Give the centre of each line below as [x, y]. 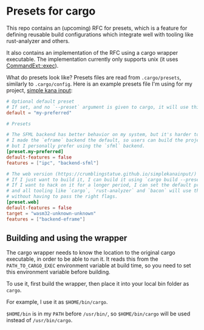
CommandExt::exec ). [32, 66]
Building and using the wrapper [67, 238]
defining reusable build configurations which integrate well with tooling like [100, 34]
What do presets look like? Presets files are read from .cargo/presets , [94, 77]
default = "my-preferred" [39, 113]
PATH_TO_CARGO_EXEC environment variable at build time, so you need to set [99, 266]
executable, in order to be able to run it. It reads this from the [83, 259]
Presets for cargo [51, 11]
